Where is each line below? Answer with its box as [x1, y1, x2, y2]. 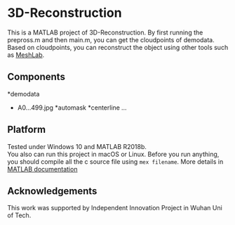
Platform [7, 124, 46, 136]
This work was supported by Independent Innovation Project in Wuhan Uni [7, 204, 222, 212]
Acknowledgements [7, 185, 98, 197]
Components [7, 71, 65, 83]
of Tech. [7, 211, 32, 219]
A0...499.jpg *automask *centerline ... [17, 103, 128, 112]
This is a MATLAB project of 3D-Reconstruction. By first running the [7, 28, 203, 37]
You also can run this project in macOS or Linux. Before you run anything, [7, 150, 220, 158]
